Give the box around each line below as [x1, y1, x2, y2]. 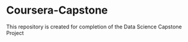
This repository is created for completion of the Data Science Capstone [6, 23, 182, 30]
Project [6, 29, 24, 36]
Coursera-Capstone [6, 4, 108, 17]
